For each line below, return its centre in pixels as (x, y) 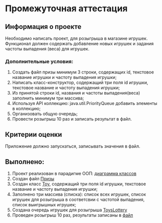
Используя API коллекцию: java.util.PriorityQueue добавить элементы (85, 103)
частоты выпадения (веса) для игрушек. (47, 49)
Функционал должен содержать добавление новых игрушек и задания (80, 44)
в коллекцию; (26, 109)
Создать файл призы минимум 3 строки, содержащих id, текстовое (83, 72)
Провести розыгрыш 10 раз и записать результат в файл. (72, 119)
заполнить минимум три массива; (48, 98)
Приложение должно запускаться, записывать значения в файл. (73, 146)
